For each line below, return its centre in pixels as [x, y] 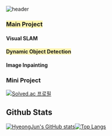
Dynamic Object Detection [39, 52]
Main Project [24, 24]
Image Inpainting [27, 65]
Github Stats [29, 112]
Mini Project [23, 80]
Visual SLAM [22, 38]
